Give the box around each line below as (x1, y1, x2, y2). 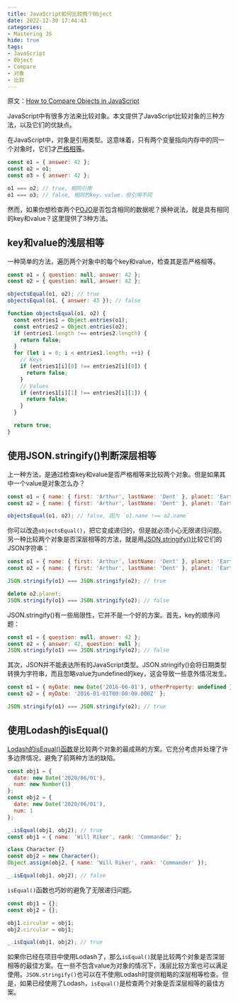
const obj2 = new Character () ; (7, 853, 100, 860)
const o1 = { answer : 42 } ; (7, 159, 91, 166)
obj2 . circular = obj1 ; (7, 926, 74, 933)
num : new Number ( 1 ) (13, 781, 72, 788)
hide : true (7, 37, 40, 44)
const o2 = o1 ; (7, 165, 52, 172)
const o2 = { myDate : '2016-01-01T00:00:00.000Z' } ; (7, 690, 166, 698)
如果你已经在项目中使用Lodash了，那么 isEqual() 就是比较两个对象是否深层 (7, 953, 225, 961)
